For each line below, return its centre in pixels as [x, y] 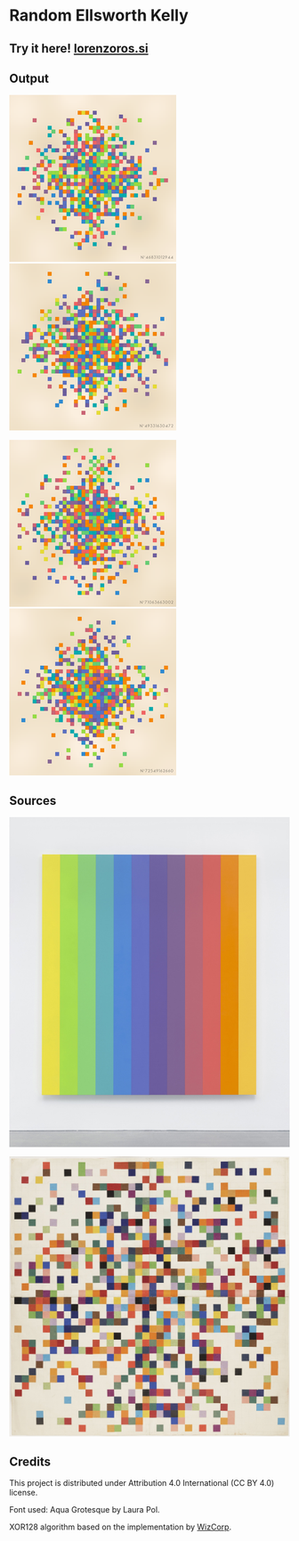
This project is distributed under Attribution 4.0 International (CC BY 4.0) [142, 1483]
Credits [30, 1461]
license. [24, 1493]
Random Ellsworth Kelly [99, 16]
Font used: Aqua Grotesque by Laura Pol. [85, 1510]
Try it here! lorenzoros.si [79, 49]
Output [29, 78]
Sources [33, 801]
